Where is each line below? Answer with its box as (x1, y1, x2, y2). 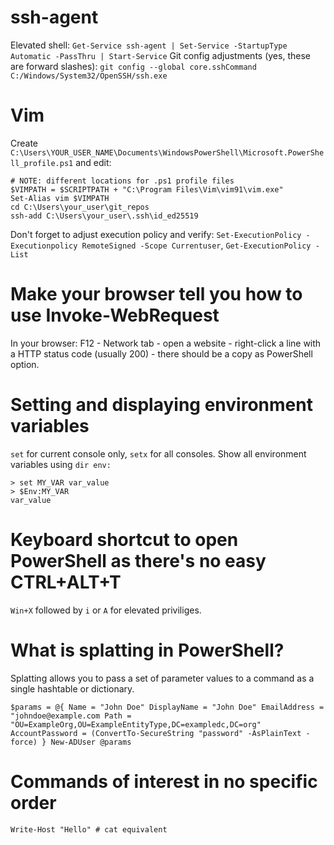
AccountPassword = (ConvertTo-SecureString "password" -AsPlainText (10, 728, 302, 738)
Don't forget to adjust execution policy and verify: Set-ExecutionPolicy (10, 228, 302, 240)
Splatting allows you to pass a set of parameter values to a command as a (10, 672, 315, 684)
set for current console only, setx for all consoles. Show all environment (10, 447, 307, 460)
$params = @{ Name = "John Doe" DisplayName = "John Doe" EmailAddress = (10, 702, 325, 712)
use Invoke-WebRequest (10, 304, 220, 327)
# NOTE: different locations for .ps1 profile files (10, 176, 235, 186)
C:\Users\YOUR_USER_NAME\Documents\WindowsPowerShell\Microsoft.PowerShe (10, 147, 325, 158)
